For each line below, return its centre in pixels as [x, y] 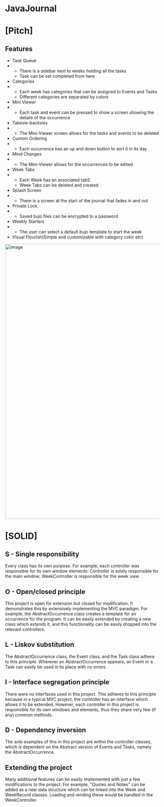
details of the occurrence [45, 118]
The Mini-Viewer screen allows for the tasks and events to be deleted [89, 133]
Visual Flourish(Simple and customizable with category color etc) [78, 237]
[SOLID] [21, 536]
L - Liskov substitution [40, 645]
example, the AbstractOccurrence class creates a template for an [71, 614]
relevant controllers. [25, 629]
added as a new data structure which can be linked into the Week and [75, 790]
